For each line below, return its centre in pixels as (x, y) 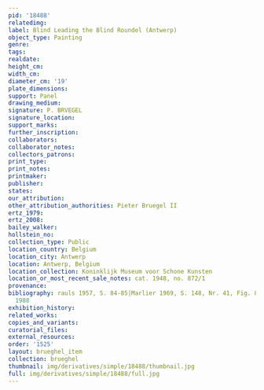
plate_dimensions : (38, 88)
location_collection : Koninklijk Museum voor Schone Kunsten (110, 271)
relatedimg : (27, 23)
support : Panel (33, 96)
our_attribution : (37, 198)
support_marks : (33, 125)
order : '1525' (31, 344)
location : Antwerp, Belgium (54, 264)
